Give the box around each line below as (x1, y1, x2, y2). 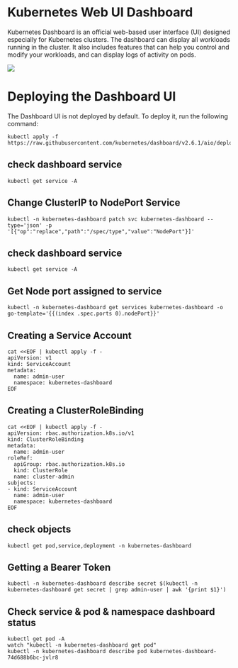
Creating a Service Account (7, 329, 132, 341)
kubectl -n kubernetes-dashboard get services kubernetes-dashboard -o (7, 304, 223, 311)
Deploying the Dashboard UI (7, 89, 176, 105)
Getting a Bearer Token (7, 561, 111, 573)
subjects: (7, 479, 37, 486)
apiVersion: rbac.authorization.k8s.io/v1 (7, 430, 135, 437)
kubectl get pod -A (7, 635, 65, 642)
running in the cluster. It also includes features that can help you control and (7, 43, 229, 51)
